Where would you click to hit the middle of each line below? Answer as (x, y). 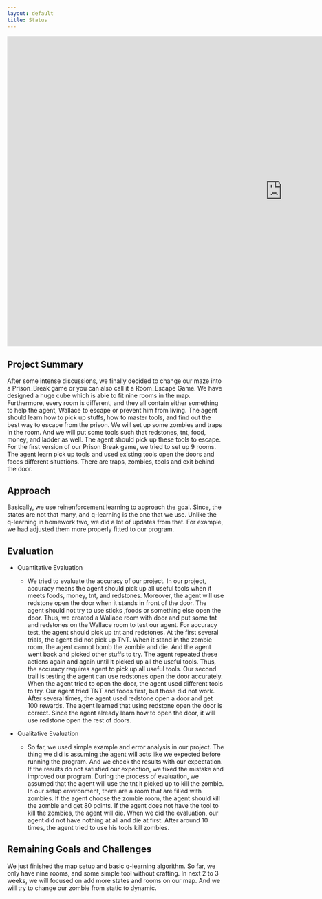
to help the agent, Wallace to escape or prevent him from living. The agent (112, 411)
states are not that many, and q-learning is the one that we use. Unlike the (112, 515)
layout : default (30, 13)
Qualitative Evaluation (48, 733)
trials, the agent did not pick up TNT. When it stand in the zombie (119, 640)
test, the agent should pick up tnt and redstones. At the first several (123, 632)
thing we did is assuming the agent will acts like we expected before (124, 754)
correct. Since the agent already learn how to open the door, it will (121, 713)
